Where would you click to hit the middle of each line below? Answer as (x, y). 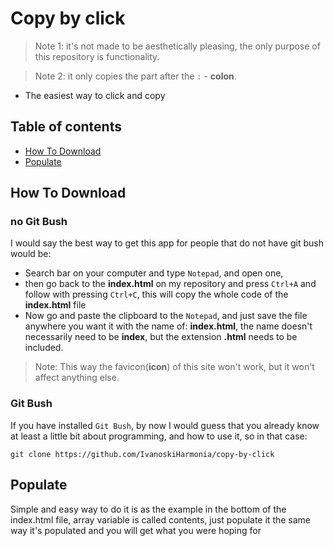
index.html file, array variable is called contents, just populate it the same (161, 519)
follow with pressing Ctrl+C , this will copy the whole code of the (156, 294)
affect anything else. (77, 378)
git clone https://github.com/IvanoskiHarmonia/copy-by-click (142, 454)
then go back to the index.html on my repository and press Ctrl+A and (170, 284)
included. (44, 348)
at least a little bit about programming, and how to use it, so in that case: (159, 436)
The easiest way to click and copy (95, 95)
